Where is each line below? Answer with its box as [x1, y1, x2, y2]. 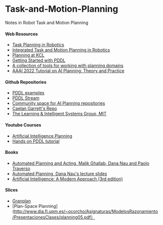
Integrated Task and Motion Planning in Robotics [12, 47, 110, 53]
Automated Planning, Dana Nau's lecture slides [12, 171, 107, 176]
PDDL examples [12, 90, 45, 96]
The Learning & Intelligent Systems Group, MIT [12, 111, 107, 117]
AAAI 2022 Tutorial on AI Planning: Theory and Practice [12, 68, 125, 74]
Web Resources [5, 31, 38, 37]
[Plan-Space [12, 203, 38, 209]
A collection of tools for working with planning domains [12, 63, 124, 69]
